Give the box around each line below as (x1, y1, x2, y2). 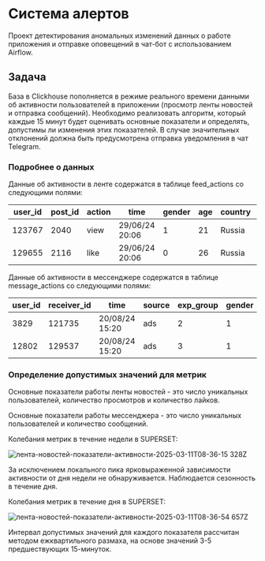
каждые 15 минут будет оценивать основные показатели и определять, (8, 116, 250, 126)
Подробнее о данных (8, 161, 95, 172)
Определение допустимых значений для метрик (8, 368, 207, 380)
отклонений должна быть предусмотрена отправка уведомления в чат (8, 133, 248, 143)
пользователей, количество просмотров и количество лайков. (8, 395, 220, 405)
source (143, 300, 170, 311)
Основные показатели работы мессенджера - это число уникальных (8, 411, 242, 421)
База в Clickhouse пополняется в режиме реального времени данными (8, 92, 250, 101)
